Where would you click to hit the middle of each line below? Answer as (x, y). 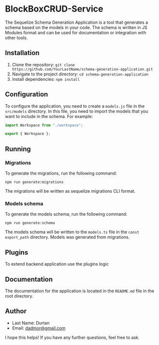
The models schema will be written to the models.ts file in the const (72, 232)
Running (18, 149)
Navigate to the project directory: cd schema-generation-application (80, 74)
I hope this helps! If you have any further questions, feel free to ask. (72, 337)
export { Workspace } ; (28, 134)
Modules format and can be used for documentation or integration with (76, 32)
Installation (22, 53)
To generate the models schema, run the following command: (66, 214)
